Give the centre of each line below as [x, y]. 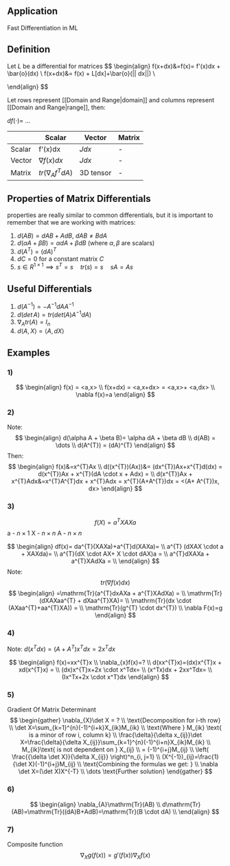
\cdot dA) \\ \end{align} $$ [182, 811]
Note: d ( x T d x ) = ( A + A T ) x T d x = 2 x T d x [61, 648]
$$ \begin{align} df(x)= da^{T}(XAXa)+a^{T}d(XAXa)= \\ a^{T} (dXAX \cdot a [115, 547]
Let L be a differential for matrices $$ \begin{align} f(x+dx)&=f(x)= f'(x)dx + [114, 66]
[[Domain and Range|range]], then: [57, 107]
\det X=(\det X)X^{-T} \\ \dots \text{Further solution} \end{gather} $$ [115, 771]
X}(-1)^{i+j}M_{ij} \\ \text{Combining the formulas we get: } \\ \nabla [123, 764]
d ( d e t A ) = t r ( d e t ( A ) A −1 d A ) [54, 314]
